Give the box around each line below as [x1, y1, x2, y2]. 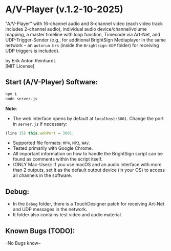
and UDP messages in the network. [12, 206, 88, 213]
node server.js [5, 96, 38, 101]
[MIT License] [5, 63, 35, 69]
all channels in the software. [12, 172, 73, 178]
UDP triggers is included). [5, 48, 60, 54]
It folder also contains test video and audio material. [12, 212, 122, 218]
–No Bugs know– [5, 240, 41, 246]
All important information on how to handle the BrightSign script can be [12, 151, 163, 157]
